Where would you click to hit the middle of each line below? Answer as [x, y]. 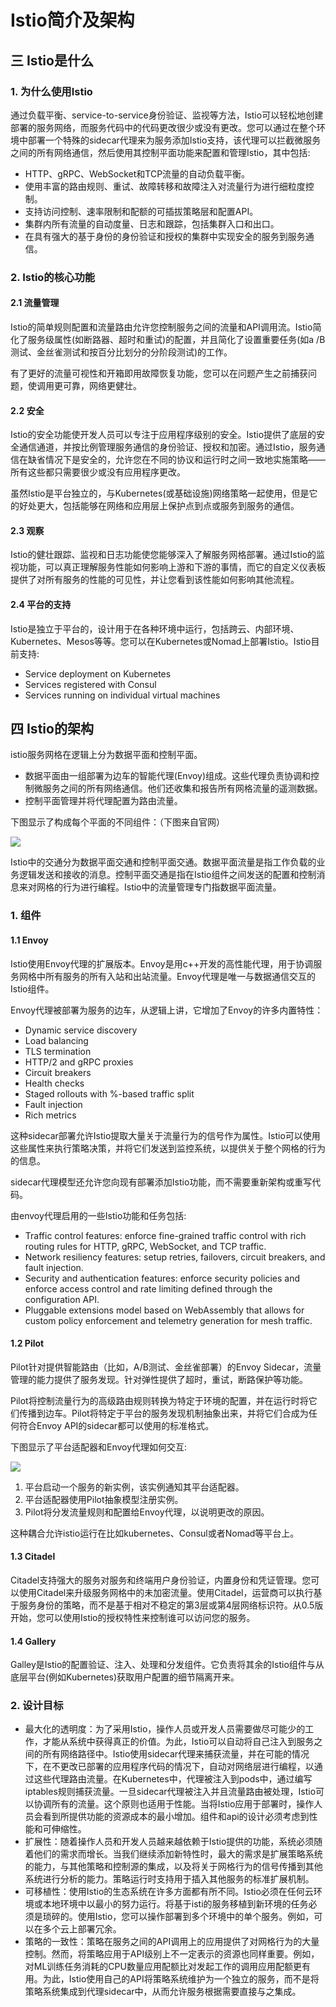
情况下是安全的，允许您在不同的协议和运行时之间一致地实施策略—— [185, 460]
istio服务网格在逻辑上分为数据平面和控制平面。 [106, 755]
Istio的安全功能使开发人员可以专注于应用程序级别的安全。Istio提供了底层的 [163, 435]
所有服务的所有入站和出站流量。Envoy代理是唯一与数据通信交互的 [180, 976]
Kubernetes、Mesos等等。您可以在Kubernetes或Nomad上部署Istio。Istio [161, 641]
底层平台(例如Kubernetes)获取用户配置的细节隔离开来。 [125, 1677]
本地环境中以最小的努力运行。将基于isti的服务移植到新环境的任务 [175, 1904]
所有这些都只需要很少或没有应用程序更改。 [98, 472]
